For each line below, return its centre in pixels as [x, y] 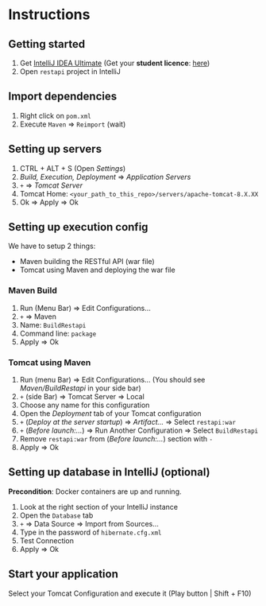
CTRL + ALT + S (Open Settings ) [73, 168]
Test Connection [46, 540]
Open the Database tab [56, 515]
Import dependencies [63, 97]
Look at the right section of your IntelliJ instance [99, 507]
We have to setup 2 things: [52, 246]
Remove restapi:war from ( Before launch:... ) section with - [116, 439]
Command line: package [58, 333]
